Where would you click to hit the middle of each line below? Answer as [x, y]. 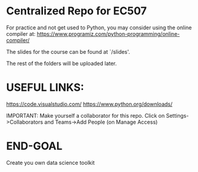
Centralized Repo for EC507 [77, 11]
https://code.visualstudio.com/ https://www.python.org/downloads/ [89, 104]
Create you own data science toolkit [51, 162]
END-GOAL [34, 146]
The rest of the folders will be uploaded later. [62, 63]
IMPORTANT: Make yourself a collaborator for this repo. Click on [86, 115]
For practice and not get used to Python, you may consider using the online [99, 27]
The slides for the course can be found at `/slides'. [68, 51]
